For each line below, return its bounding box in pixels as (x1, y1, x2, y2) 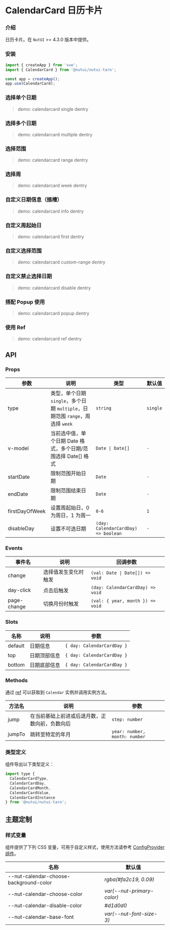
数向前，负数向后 (30, 720, 71, 727)
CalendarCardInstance (10, 795, 56, 800)
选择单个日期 (5, 94, 37, 101)
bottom (8, 661, 25, 668)
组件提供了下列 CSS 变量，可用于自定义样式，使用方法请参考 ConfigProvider (5, 844, 165, 850)
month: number (111, 734, 146, 739)
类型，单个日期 (50, 390, 87, 397)
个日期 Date (50, 437, 78, 444)
